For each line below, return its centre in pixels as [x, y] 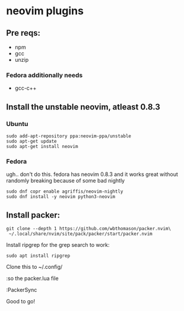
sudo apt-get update [32, 141]
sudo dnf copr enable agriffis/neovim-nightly [65, 191]
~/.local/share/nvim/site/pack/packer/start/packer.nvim [80, 234]
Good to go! [21, 301]
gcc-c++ [26, 88]
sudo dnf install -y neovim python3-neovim [61, 197]
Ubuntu [17, 124]
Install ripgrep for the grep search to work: [58, 245]
